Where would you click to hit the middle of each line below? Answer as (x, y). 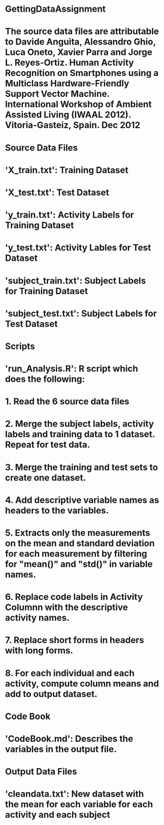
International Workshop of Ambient (78, 104)
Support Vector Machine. (58, 94)
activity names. (37, 618)
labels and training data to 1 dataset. (80, 434)
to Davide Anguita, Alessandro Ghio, (81, 42)
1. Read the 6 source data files (67, 402)
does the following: (45, 379)
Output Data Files (41, 772)
